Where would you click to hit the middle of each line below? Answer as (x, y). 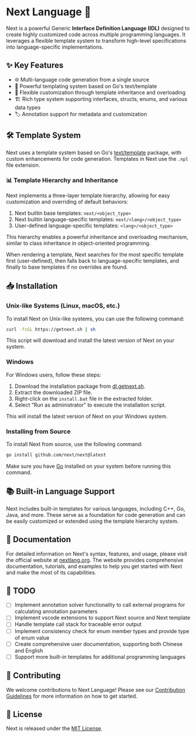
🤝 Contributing (33, 676)
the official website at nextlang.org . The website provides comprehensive (95, 560)
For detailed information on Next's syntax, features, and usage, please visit (97, 553)
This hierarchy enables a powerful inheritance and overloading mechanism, (97, 236)
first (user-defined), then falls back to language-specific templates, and (93, 261)
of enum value (32, 638)
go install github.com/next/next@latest (56, 455)
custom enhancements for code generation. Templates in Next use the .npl (97, 158)
